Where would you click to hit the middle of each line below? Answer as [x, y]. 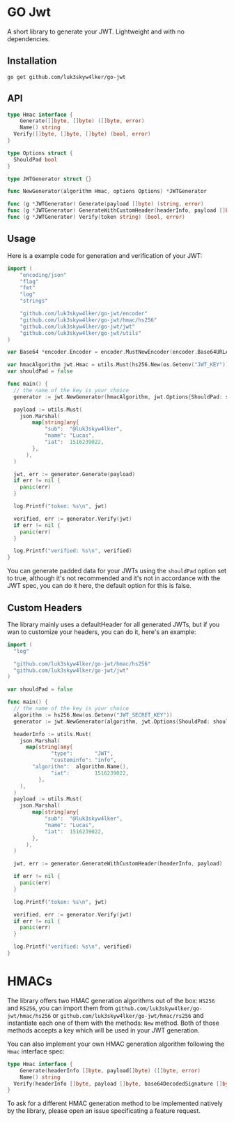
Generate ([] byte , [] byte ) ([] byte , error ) [82, 121]
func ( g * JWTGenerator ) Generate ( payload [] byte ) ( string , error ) [106, 204]
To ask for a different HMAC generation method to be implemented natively [115, 1103]
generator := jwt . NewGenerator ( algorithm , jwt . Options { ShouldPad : [112, 721]
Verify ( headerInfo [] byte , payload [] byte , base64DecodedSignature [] [118, 1084]
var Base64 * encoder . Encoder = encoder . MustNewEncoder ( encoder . [102, 352]
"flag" [29, 281]
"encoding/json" [44, 275]
